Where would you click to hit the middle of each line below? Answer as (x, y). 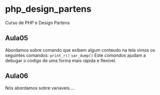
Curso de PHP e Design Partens (38, 23)
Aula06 (17, 76)
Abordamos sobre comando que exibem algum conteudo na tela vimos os (80, 50)
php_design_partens (48, 9)
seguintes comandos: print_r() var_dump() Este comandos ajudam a (76, 55)
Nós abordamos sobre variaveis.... (40, 88)
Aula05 (17, 38)
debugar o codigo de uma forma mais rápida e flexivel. (61, 61)
